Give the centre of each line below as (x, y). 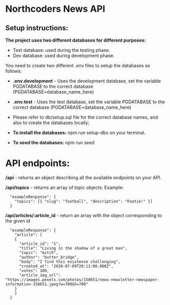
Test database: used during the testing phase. (61, 50)
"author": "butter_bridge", (49, 257)
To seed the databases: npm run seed (54, 142)
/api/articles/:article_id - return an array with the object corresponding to (84, 215)
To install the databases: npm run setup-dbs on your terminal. (79, 132)
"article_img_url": (40, 275)
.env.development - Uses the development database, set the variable (87, 81)
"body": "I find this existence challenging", (70, 262)
